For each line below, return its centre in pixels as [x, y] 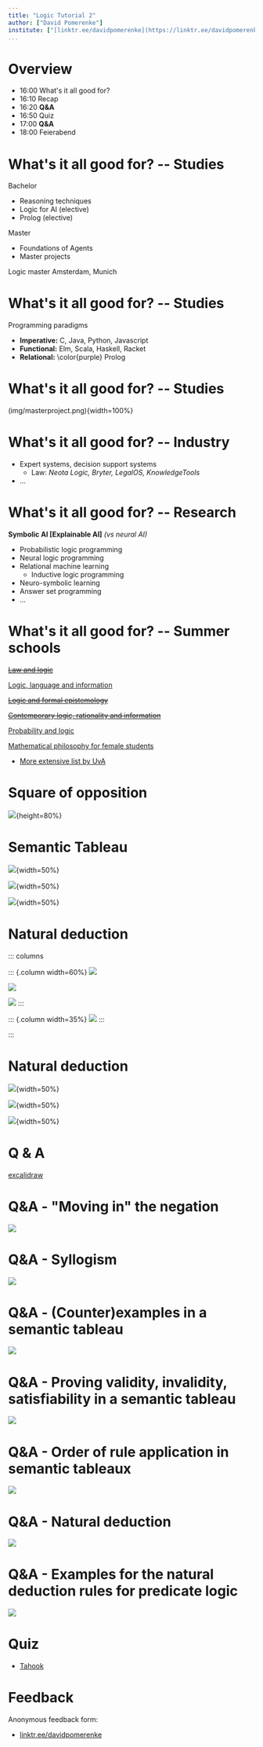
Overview [40, 69]
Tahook [32, 1666]
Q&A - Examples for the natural [111, 1575]
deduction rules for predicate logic [123, 1591]
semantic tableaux [70, 1469]
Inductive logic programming [77, 575]
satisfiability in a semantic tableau [122, 1399]
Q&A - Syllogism [63, 1260]
